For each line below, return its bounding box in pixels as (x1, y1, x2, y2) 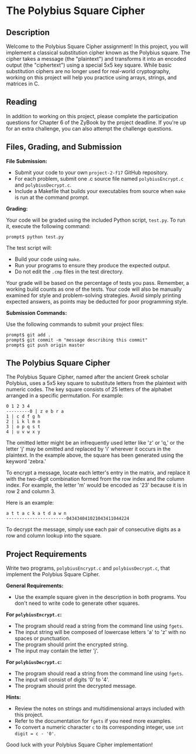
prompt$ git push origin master (6, 342, 85, 348)
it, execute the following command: (6, 222, 91, 229)
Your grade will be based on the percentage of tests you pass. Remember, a (6, 279, 189, 286)
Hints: (6, 694, 22, 701)
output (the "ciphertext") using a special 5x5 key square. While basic (6, 61, 172, 68)
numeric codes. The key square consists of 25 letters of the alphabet (6, 386, 173, 393)
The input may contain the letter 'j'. (14, 648, 99, 655)
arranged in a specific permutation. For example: (6, 392, 124, 399)
